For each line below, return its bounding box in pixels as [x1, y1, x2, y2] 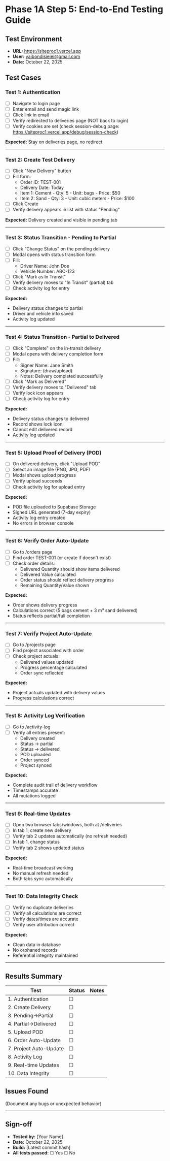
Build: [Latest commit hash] [12, 1144, 71, 1150]
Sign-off [5, 1120, 32, 1128]
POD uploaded [20, 751, 51, 757]
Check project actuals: [12, 653, 60, 659]
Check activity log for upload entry [12, 483, 86, 490]
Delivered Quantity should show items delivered [20, 566, 120, 572]
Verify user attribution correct [12, 922, 75, 928]
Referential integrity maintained [12, 952, 78, 958]
